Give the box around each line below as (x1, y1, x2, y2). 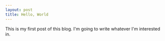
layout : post (5, 7, 33, 12)
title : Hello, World (5, 12, 49, 17)
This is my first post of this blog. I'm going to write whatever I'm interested (5, 25, 160, 31)
